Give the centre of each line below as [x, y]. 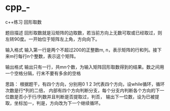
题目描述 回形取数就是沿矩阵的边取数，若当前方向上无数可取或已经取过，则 [84, 32]
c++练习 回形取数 [24, 22]
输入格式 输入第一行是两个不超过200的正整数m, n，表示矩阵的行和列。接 [81, 50]
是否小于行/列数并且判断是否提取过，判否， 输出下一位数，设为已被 [84, 97]
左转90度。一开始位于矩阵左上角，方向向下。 [53, 39]
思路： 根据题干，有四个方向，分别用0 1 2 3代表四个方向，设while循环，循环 [85, 84]
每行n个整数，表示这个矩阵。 [48, 56]
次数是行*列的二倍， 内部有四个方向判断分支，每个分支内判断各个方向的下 [82, 90]
